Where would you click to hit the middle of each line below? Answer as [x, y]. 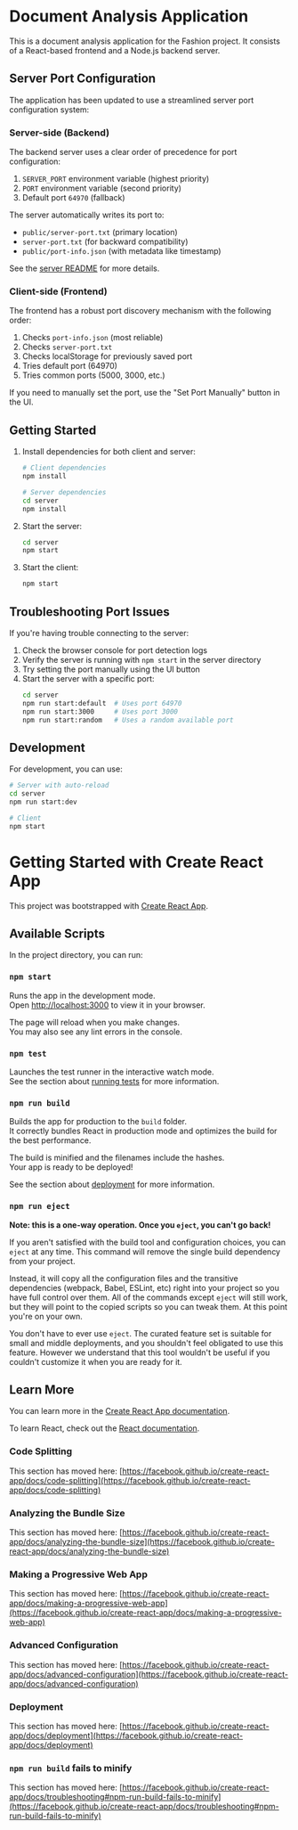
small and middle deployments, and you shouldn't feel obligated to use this [146, 1343]
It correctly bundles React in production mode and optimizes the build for [143, 1131]
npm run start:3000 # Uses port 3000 [100, 711]
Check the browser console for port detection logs [114, 650]
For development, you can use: [66, 769]
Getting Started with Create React [137, 862]
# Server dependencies [64, 492]
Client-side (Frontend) [59, 291]
